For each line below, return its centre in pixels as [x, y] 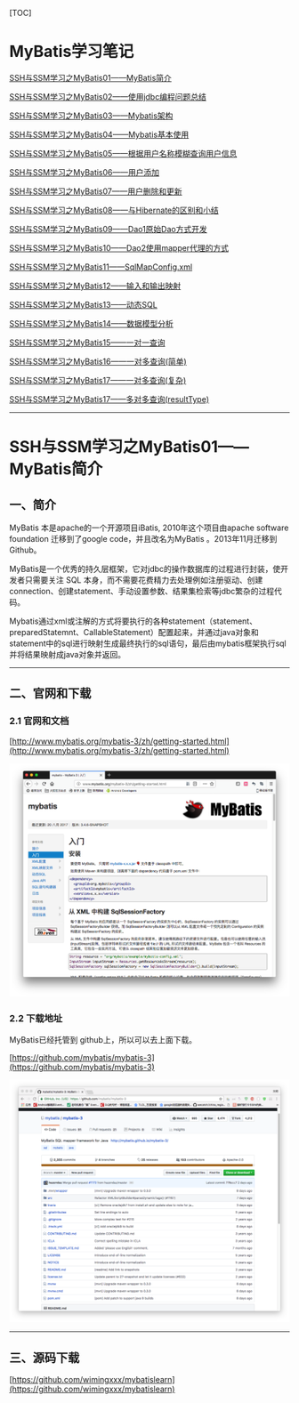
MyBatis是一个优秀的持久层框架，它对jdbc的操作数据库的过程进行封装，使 [145, 568]
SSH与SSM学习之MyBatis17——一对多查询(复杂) [98, 380]
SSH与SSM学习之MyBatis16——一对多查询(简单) [98, 361]
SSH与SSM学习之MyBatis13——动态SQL [83, 304]
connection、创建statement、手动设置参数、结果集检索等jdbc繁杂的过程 [142, 591]
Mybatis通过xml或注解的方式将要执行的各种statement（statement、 [133, 621]
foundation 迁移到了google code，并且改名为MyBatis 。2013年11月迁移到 [143, 538]
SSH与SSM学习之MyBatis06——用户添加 [85, 172]
